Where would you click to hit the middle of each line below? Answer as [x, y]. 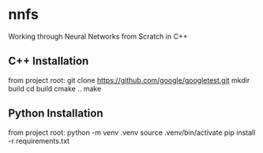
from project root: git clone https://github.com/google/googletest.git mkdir [129, 80]
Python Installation [56, 113]
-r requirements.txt [39, 140]
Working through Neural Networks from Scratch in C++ [98, 36]
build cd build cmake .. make [55, 88]
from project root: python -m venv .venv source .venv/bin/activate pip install [132, 132]
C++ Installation [49, 61]
